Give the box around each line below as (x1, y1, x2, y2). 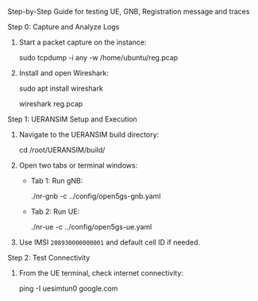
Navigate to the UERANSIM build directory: (18, 130, 160, 139)
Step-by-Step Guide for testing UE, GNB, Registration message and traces (7, 7, 250, 16)
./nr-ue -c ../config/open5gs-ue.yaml (30, 222, 152, 231)
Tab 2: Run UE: (30, 206, 80, 216)
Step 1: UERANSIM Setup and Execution (7, 114, 138, 124)
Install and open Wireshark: (18, 68, 109, 78)
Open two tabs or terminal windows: (18, 160, 138, 170)
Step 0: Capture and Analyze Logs (7, 22, 120, 31)
